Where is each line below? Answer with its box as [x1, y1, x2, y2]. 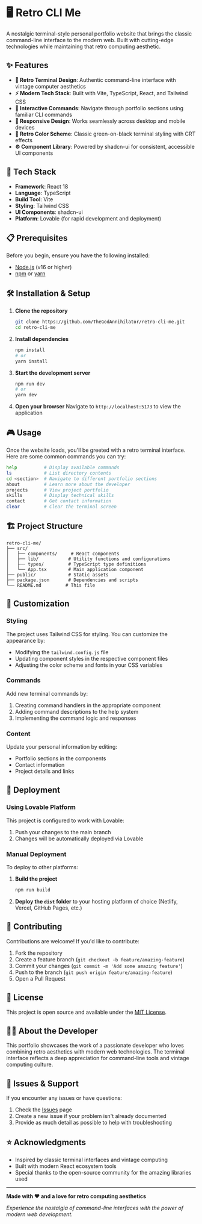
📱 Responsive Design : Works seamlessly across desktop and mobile [14, 117, 186, 125]
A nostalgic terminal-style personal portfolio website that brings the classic [6, 30, 192, 37]
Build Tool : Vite [14, 195, 54, 203]
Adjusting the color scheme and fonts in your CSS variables [14, 661, 163, 669]
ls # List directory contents [6, 470, 112, 476]
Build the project [14, 875, 58, 882]
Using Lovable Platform [6, 803, 76, 811]
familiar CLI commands [14, 111, 72, 118]
